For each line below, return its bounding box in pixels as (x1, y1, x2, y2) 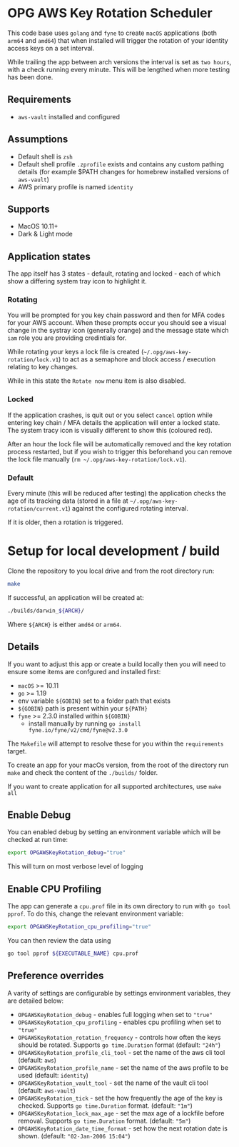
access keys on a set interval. (7, 44, 95, 52)
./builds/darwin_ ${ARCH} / (7, 607, 84, 614)
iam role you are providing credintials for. (7, 334, 127, 342)
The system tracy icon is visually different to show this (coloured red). (7, 426, 213, 434)
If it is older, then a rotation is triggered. (7, 518, 123, 526)
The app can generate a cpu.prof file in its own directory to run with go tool (7, 902, 231, 911)
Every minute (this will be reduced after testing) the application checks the (7, 489, 226, 498)
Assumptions (7, 134, 68, 146)
